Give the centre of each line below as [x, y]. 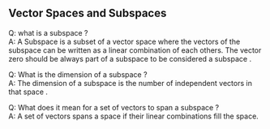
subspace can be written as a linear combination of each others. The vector [135, 50]
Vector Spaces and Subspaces [88, 13]
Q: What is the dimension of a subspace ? [78, 74]
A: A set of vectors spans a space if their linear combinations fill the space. [134, 116]
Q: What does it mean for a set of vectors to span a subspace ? [114, 107]
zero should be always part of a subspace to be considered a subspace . [130, 58]
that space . [28, 92]
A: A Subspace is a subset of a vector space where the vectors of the [124, 41]
